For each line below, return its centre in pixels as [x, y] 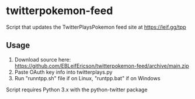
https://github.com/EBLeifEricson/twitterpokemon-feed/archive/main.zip [102, 66]
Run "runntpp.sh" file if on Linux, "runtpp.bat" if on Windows [87, 78]
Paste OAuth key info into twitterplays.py [63, 72]
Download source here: [43, 59]
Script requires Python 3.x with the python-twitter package [77, 90]
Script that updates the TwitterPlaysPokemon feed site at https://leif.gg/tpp [96, 27]
